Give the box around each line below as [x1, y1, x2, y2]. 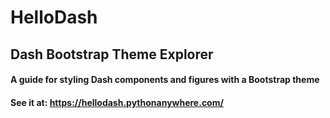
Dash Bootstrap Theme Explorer [10, 46, 214, 63]
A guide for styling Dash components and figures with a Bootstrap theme [10, 74, 320, 86]
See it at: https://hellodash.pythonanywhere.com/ [10, 96, 224, 108]
